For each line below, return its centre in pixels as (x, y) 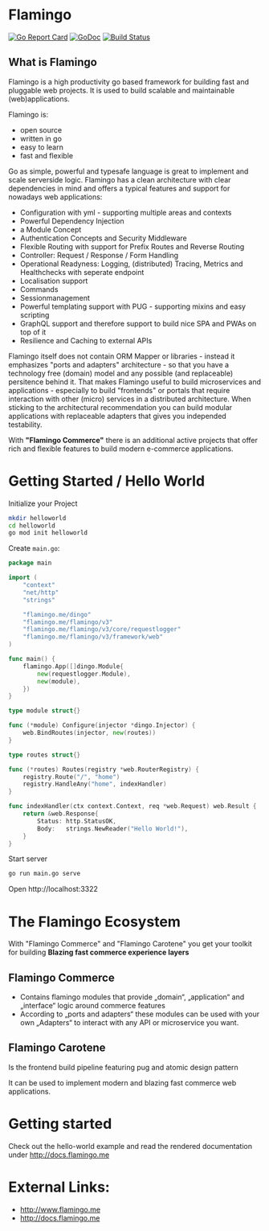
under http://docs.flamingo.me (59, 1155)
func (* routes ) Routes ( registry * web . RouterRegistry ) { (104, 769)
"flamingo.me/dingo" (57, 614)
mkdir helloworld (37, 518)
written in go (41, 138)
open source (41, 129)
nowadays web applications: (55, 197)
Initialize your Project (43, 503)
